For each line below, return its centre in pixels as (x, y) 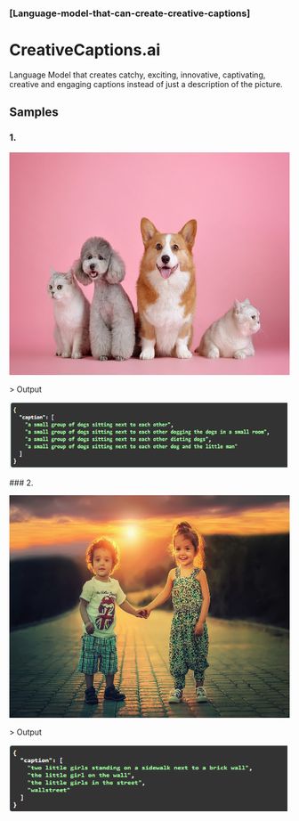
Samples (34, 113)
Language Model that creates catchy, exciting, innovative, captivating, (137, 75)
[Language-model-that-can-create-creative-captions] (130, 13)
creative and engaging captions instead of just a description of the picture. (146, 84)
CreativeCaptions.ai (85, 50)
